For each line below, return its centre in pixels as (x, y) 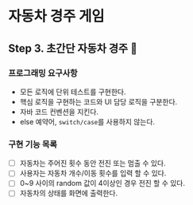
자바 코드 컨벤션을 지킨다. (59, 112)
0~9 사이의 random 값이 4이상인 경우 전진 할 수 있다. (102, 183)
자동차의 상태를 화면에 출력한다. (68, 193)
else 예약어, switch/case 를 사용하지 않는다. (87, 121)
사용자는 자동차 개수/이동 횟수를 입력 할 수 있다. (93, 173)
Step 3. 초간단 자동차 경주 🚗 (73, 48)
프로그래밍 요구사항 (43, 73)
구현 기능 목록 (33, 144)
